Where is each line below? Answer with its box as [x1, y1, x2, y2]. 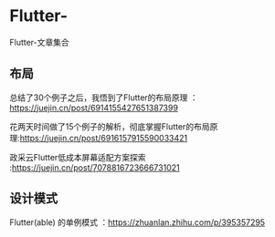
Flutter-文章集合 [9, 36, 70, 47]
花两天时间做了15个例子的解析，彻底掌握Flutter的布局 [9, 120, 210, 132]
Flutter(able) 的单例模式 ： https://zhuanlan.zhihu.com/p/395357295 [9, 216, 266, 228]
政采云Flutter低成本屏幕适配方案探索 [9, 151, 146, 162]
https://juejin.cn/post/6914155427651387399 [9, 102, 178, 113]
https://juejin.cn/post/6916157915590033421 [19, 132, 188, 143]
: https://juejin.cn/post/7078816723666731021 [9, 161, 180, 173]
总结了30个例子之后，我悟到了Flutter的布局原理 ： [9, 92, 198, 103]
